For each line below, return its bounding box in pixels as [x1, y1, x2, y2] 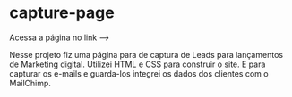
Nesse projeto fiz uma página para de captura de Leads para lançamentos [9, 49, 284, 60]
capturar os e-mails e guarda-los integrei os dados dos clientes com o [9, 68, 269, 78]
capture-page [9, 3, 115, 23]
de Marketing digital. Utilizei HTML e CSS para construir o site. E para [9, 59, 266, 69]
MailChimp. [9, 77, 52, 88]
